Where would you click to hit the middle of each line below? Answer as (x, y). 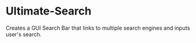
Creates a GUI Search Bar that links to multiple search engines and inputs (98, 28)
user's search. (24, 34)
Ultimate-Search (49, 11)
